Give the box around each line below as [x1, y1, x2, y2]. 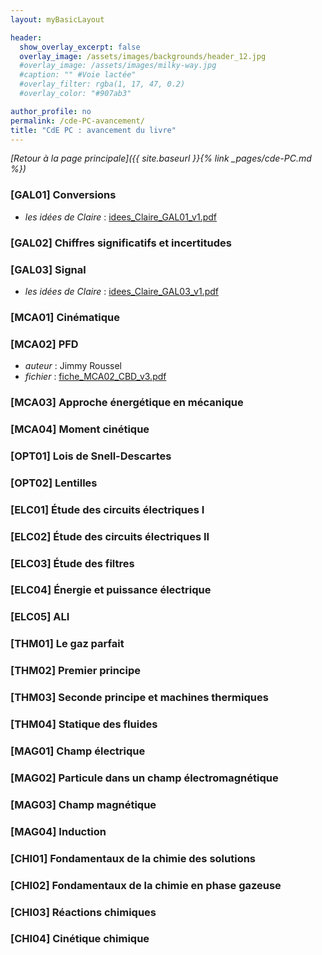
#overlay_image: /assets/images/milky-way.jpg [19, 61, 217, 71]
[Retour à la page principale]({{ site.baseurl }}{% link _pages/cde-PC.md [10, 152, 312, 165]
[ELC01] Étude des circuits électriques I [10, 502, 205, 516]
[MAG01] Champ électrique [10, 744, 146, 758]
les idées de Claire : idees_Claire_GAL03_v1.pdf [24, 285, 219, 297]
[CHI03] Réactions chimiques [10, 905, 157, 919]
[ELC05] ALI [10, 610, 70, 624]
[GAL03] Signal [10, 262, 87, 276]
